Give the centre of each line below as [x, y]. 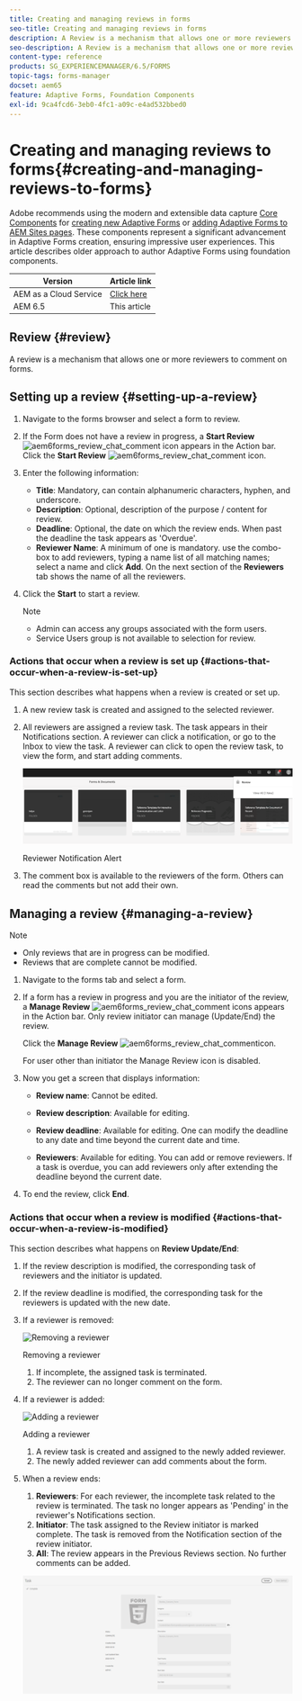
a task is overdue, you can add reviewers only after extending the [157, 1167]
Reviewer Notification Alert [72, 859]
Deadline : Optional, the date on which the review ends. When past [159, 528]
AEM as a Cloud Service [58, 294]
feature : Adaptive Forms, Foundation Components [102, 94]
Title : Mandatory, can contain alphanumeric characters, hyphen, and [163, 490]
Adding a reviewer [56, 1434]
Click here [128, 294]
